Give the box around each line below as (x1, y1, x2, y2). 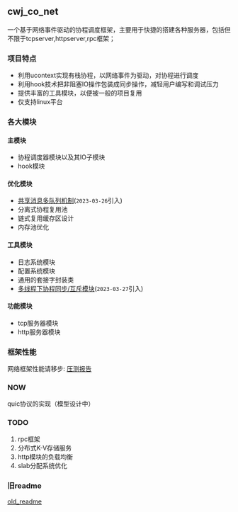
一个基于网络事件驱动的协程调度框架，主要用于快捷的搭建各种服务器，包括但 (7, 25, 231, 34)
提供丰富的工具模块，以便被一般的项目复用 (17, 89, 142, 98)
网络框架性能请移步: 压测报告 (7, 365, 92, 373)
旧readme (7, 481, 42, 491)
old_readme (7, 497, 42, 506)
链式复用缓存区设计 (17, 214, 74, 222)
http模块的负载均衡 (17, 453, 73, 461)
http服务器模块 (17, 327, 61, 336)
